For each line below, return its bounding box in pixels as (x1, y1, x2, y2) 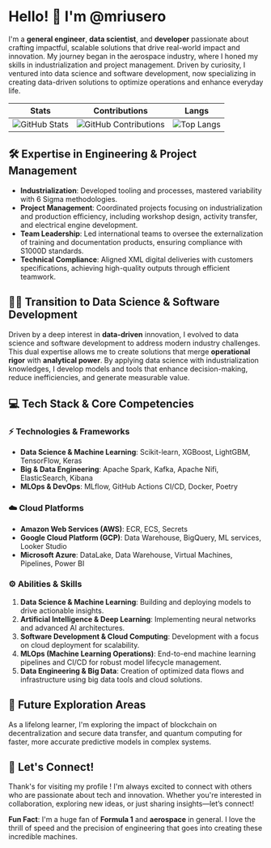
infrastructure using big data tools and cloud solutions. (19, 675, 203, 684)
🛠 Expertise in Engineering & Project (8, 148, 197, 161)
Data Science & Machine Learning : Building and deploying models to (19, 597, 252, 606)
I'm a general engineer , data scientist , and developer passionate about (8, 34, 249, 44)
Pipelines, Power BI (19, 559, 85, 568)
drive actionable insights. (19, 606, 104, 615)
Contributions (93, 105, 148, 116)
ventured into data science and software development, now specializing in (8, 68, 256, 78)
